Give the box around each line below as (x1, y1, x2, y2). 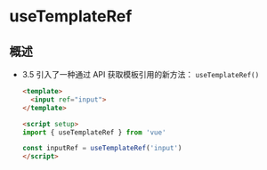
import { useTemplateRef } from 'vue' (21, 127, 166, 137)
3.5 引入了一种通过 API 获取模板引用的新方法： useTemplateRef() (21, 69, 260, 79)
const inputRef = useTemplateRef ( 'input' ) (21, 144, 182, 153)
